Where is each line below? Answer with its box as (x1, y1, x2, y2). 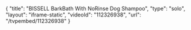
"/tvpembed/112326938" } (5, 18, 70, 24)
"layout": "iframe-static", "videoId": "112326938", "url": (5, 11, 142, 18)
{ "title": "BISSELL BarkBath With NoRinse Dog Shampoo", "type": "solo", (5, 5, 186, 12)
